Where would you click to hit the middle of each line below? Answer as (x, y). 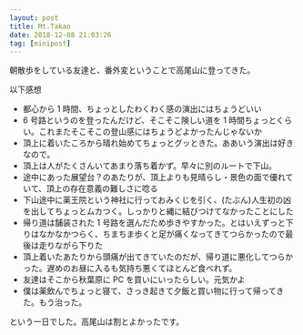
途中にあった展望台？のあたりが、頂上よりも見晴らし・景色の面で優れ (154, 178)
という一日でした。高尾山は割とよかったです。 (97, 322)
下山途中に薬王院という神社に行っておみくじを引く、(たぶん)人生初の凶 (157, 200)
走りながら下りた (71, 246)
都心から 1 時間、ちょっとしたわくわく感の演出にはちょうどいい (142, 109)
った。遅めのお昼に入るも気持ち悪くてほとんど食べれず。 (130, 269)
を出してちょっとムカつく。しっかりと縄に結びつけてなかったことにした (158, 211)
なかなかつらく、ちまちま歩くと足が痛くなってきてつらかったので (162, 234)
